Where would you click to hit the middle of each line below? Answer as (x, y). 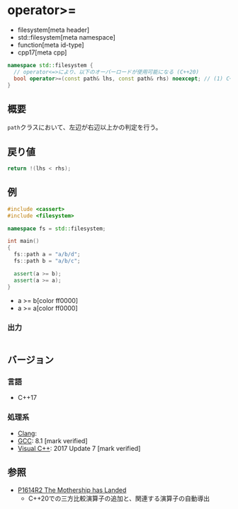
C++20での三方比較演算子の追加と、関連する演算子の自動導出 (119, 498)
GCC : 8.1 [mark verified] (52, 440)
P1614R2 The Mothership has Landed (72, 490)
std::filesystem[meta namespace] (66, 37)
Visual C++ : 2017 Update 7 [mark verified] (79, 448)
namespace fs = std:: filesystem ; (57, 229)
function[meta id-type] (51, 45)
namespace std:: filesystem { (50, 65)
